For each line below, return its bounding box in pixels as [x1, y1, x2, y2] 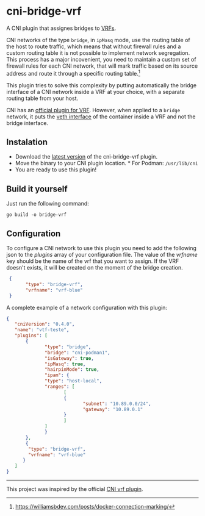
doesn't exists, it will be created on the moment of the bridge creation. [6, 264, 183, 271]
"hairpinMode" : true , [45, 367, 99, 373]
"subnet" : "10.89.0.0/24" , [82, 401, 151, 407]
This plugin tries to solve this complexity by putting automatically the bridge [6, 81, 197, 89]
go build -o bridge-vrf [6, 212, 67, 218]
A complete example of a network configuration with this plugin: [6, 304, 168, 311]
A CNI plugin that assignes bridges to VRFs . [6, 24, 117, 32]
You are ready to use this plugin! [15, 166, 97, 173]
